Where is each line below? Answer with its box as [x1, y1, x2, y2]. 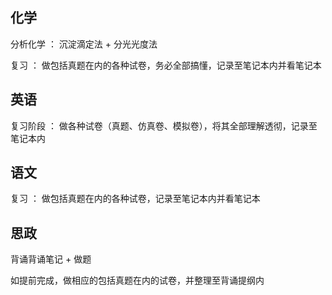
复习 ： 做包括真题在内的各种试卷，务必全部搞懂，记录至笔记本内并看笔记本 [10, 59, 322, 71]
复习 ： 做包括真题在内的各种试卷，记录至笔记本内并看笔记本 [10, 193, 261, 205]
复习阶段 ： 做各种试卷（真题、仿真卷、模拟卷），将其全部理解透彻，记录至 [10, 119, 318, 132]
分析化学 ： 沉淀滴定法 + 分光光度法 [10, 38, 158, 50]
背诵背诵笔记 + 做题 [10, 253, 92, 265]
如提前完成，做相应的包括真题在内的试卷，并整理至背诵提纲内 [10, 274, 265, 287]
